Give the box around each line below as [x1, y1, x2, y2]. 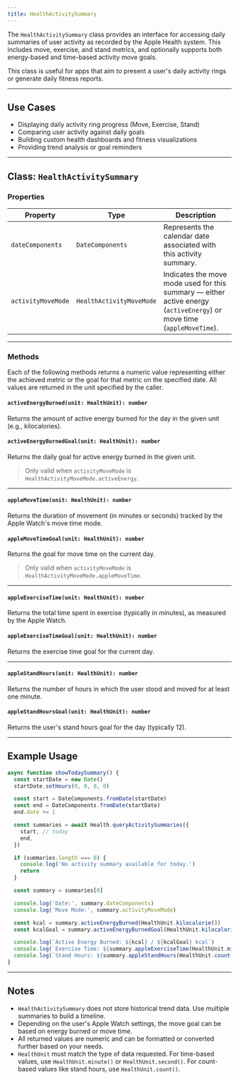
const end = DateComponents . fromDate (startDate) [14, 802, 161, 809]
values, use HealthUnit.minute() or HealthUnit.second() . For [17, 1056, 197, 1066]
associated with [163, 240, 216, 250]
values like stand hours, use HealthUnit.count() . [38, 1064, 181, 1073]
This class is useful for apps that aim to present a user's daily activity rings [7, 66, 226, 75]
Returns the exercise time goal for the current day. [7, 647, 155, 656]
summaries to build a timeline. [17, 1012, 106, 1020]
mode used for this [163, 279, 226, 289]
